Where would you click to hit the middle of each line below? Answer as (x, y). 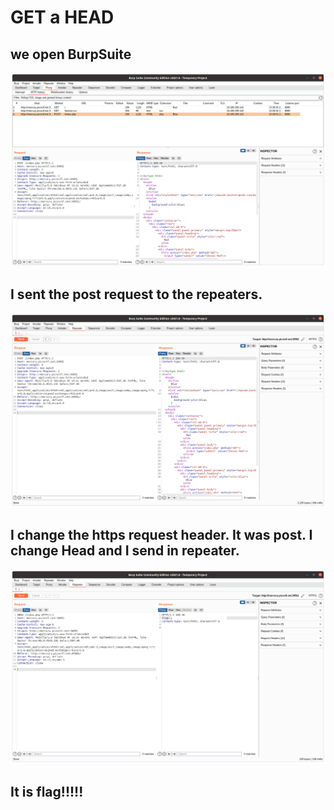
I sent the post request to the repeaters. (136, 294)
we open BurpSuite (71, 54)
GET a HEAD (62, 17)
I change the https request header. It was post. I (161, 535)
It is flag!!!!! (47, 791)
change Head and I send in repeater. (125, 551)
